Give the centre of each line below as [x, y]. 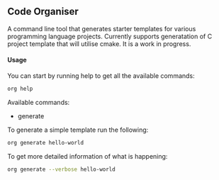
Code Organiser [43, 12]
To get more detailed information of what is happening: [88, 156]
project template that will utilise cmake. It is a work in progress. [99, 44]
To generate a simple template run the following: [78, 130]
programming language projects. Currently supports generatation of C [110, 36]
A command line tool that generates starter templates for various [102, 28]
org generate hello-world [45, 142]
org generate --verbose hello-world [61, 169]
